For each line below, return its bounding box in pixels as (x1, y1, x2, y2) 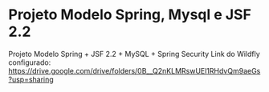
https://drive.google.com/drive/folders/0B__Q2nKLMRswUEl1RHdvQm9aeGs (8, 66, 261, 75)
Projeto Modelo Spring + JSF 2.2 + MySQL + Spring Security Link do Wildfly (8, 49, 261, 58)
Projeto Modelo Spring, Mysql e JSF (8, 6, 251, 24)
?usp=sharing (8, 74, 54, 84)
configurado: (8, 58, 51, 67)
